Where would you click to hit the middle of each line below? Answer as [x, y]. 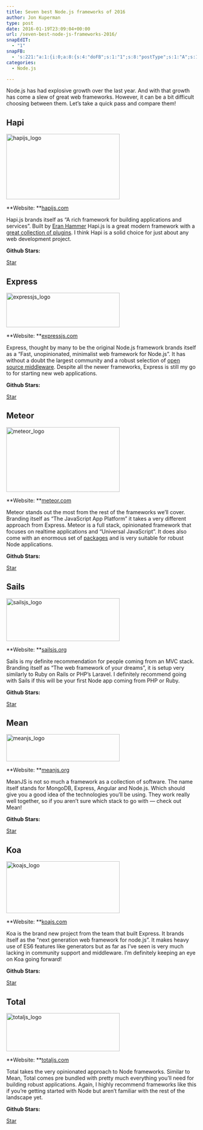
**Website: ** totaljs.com [38, 1060]
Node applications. [30, 544]
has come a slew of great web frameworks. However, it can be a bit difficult [100, 97]
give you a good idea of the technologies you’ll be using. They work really [98, 795]
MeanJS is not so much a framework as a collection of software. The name [100, 782]
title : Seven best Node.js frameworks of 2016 [66, 12]
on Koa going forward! [34, 959]
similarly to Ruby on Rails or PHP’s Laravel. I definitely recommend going [96, 674]
